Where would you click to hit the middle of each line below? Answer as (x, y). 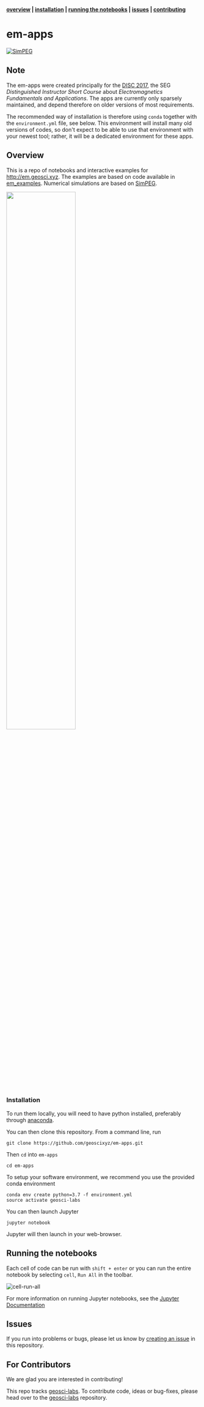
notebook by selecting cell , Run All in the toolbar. (70, 1275)
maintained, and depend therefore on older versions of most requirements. (100, 105)
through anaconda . (30, 1120)
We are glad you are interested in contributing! (65, 1379)
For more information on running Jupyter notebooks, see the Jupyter (93, 1298)
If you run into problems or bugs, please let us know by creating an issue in (101, 1339)
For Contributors (39, 1364)
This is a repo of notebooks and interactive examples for (77, 170)
